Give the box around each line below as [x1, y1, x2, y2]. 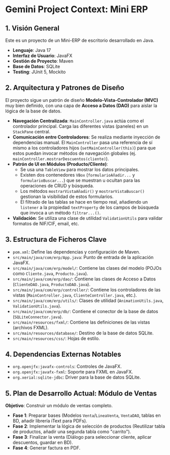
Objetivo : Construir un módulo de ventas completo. [5, 403, 113, 409]
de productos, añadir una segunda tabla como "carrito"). [12, 429, 131, 435]
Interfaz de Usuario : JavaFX [12, 52, 73, 59]
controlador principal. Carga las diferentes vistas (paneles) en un [12, 123, 149, 129]
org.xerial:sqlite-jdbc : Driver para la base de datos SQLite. [12, 374, 141, 380]
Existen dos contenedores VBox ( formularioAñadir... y [20, 172, 135, 178]
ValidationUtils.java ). [12, 303, 62, 309]
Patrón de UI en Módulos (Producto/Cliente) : [12, 161, 108, 167]
